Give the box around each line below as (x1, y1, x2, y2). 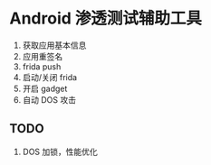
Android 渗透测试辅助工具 (9, 8, 202, 29)
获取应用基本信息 (22, 40, 87, 50)
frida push (22, 60, 62, 72)
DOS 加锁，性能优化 (22, 146, 98, 157)
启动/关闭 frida (22, 71, 78, 82)
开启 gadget (22, 83, 68, 94)
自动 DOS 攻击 (22, 94, 77, 105)
